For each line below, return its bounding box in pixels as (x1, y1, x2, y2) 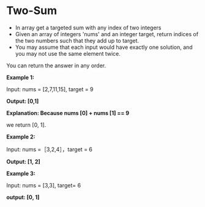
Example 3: (6, 170, 35, 177)
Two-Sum (6, 4, 57, 18)
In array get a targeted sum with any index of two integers (15, 24, 162, 31)
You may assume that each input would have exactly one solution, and (15, 43, 193, 51)
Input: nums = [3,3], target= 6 (6, 181, 81, 189)
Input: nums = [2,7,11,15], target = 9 (6, 85, 94, 92)
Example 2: (6, 133, 35, 140)
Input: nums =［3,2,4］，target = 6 (6, 145, 93, 153)
